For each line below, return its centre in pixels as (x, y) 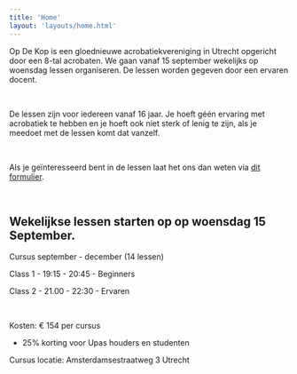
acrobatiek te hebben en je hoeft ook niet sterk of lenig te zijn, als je (133, 123)
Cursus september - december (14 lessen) (86, 257)
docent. (23, 79)
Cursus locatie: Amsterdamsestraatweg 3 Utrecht (100, 360)
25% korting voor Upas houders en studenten (106, 343)
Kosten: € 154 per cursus (55, 326)
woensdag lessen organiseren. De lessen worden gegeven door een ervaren (149, 70)
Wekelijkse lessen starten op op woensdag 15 (137, 222)
